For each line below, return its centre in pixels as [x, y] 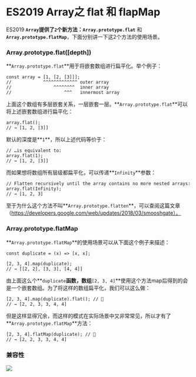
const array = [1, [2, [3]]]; [43, 77]
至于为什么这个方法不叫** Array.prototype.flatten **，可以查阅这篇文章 [93, 206]
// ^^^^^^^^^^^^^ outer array [58, 82]
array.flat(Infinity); [34, 189]
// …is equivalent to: [34, 151]
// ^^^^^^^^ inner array [58, 88]
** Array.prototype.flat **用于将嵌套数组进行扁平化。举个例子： [84, 66]
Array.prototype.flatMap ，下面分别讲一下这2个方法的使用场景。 [84, 36]
